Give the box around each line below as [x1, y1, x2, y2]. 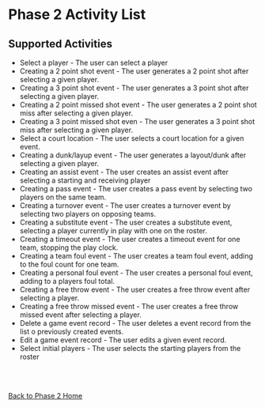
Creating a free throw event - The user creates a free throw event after [19, 285, 251, 294]
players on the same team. [19, 192, 107, 202]
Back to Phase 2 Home [8, 391, 83, 400]
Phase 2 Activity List [8, 6, 146, 24]
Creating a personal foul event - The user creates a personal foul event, [19, 268, 253, 278]
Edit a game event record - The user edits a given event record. [19, 335, 227, 345]
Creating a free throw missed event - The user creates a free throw [19, 302, 239, 311]
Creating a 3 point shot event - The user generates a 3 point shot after [19, 83, 249, 93]
